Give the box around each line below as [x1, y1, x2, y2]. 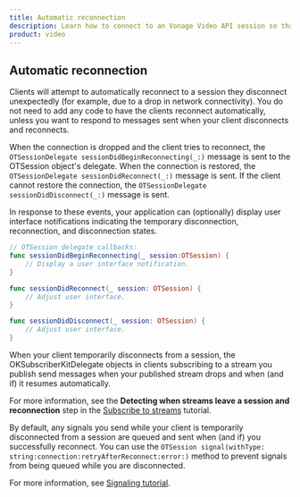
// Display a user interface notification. [25, 259, 190, 268]
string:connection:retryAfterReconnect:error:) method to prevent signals [9, 451, 287, 461]
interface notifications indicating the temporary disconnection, [9, 216, 239, 227]
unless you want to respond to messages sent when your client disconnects [9, 115, 289, 126]
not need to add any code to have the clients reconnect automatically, [9, 105, 266, 116]
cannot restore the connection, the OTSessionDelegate [9, 180, 207, 190]
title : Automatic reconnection [9, 13, 126, 22]
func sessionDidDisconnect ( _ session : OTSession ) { [9, 316, 205, 326]
